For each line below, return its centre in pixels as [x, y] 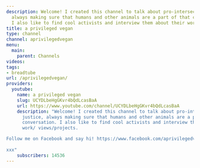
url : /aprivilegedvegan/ [37, 78]
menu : [13, 45]
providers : [20, 84]
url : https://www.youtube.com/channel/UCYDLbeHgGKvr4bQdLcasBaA [98, 106]
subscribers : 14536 [41, 155]
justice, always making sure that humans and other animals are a [106, 117]
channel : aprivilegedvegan [40, 39]
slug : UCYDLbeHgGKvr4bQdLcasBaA [57, 100]
